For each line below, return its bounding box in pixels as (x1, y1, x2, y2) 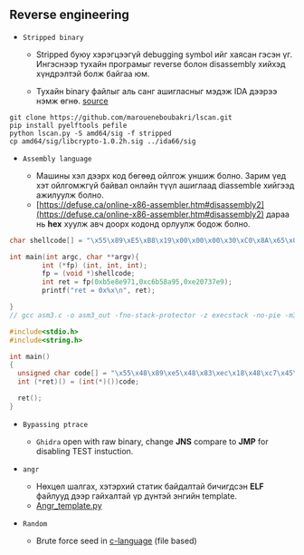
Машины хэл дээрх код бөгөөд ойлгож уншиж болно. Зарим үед (35, 170, 287, 180)
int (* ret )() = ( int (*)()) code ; (17, 377, 140, 386)
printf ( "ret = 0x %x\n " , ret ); (42, 286, 156, 296)
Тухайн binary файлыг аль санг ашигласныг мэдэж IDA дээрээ (35, 85, 278, 96)
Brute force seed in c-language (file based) (35, 535, 197, 546)
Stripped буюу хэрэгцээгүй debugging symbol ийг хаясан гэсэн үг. (35, 49, 293, 60)
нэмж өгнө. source (35, 95, 109, 106)
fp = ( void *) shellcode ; (42, 269, 136, 278)
